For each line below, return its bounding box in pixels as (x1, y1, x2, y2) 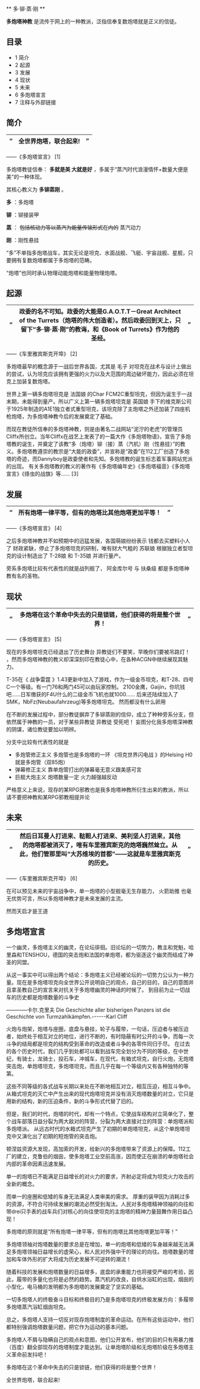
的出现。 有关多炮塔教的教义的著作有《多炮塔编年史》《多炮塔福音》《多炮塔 (6, 463, 190, 470)
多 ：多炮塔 (6, 199, 34, 206)
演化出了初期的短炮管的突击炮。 (21, 1132, 100, 1140)
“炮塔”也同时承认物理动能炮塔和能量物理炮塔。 (6, 269, 121, 276)
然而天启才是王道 (6, 907, 48, 914)
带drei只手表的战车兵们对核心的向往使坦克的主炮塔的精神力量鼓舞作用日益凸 (6, 1208, 193, 1215)
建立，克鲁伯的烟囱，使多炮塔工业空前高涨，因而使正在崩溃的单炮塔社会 (16, 1152, 194, 1159)
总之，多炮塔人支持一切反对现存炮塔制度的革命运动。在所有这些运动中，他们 (6, 1316, 194, 1323)
